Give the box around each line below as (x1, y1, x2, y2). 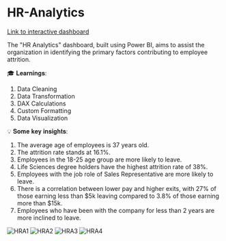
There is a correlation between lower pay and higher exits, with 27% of (16, 184, 216, 192)
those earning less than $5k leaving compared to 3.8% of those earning (16, 192, 220, 200)
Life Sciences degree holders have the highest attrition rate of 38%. (16, 162, 208, 170)
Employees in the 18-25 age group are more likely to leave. (16, 155, 182, 164)
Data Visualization (16, 114, 68, 122)
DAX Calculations (16, 99, 66, 107)
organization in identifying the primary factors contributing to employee (7, 48, 208, 56)
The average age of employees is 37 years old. (16, 140, 150, 149)
